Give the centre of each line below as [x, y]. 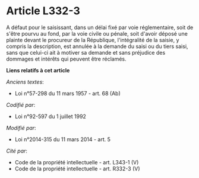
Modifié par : [21, 128]
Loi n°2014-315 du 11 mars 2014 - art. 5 [63, 139]
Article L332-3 [43, 11]
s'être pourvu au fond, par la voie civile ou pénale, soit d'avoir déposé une [97, 33]
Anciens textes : [25, 82]
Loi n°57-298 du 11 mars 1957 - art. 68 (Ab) [67, 93]
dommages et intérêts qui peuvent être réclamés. [66, 59]
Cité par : [17, 151]
